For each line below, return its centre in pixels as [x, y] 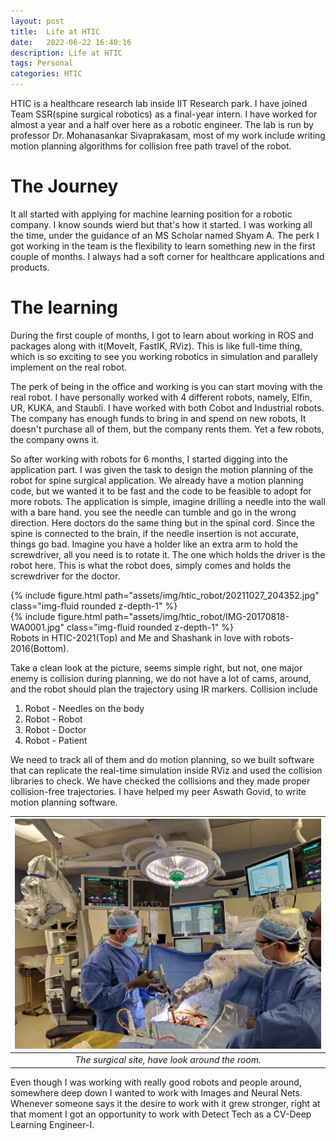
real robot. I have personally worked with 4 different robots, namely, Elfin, [161, 397]
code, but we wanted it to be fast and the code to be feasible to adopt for [161, 491]
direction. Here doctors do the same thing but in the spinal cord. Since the [162, 522]
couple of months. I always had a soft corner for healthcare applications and [167, 256]
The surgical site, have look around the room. [168, 1060]
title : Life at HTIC [55, 31]
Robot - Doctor [55, 729]
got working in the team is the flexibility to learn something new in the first [163, 246]
